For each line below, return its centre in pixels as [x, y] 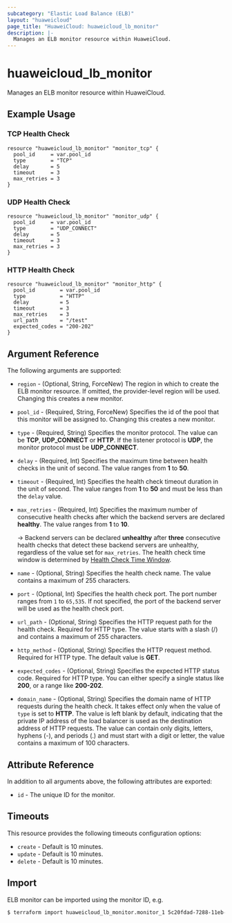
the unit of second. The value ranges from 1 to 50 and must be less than [120, 489]
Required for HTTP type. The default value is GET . [88, 658]
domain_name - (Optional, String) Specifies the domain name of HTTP [114, 699]
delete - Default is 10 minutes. [60, 861]
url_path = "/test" [51, 321]
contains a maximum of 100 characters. [73, 743]
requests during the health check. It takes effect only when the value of [119, 707]
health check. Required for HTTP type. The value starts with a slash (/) [117, 629]
